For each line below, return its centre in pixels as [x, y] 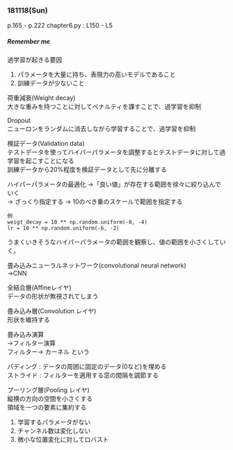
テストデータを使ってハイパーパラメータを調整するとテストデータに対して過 [116, 152]
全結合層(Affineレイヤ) [39, 287]
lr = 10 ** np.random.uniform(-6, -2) [63, 228]
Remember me [29, 41]
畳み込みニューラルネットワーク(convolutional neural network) [97, 265]
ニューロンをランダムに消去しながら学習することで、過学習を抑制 [102, 129]
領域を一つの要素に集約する [47, 408]
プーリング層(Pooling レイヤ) [49, 390]
